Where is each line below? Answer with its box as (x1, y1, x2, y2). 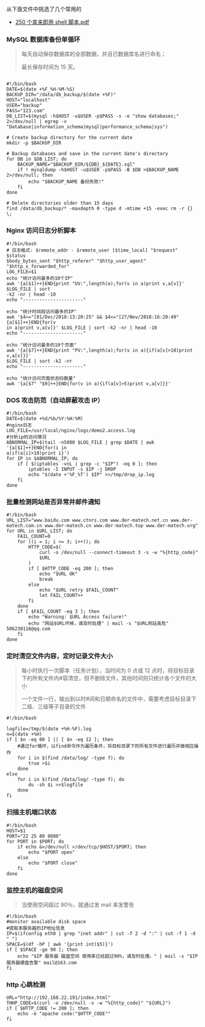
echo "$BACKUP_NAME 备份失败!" (28, 179, 105, 185)
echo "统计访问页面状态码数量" (6, 375, 76, 382)
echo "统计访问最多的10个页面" (6, 342, 77, 348)
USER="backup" (6, 102, 43, 109)
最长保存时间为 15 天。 (21, 63, 78, 71)
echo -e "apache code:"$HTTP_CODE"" (17, 1011, 111, 1017)
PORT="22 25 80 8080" (6, 833, 62, 839)
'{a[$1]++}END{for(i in (6, 444, 67, 451)
